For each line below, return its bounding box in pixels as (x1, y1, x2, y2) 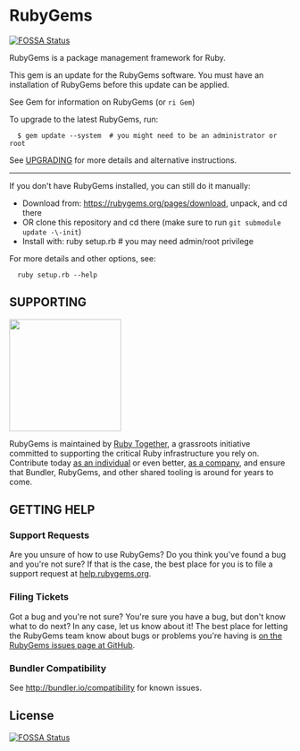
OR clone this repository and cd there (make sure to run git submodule (21, 217, 281, 227)
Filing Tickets (9, 591, 70, 603)
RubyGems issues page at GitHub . (9, 639, 136, 650)
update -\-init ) (21, 226, 82, 237)
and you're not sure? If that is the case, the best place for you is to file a (9, 559, 274, 569)
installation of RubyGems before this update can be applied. (9, 79, 229, 90)
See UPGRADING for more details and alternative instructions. (9, 154, 237, 166)
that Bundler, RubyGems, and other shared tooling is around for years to (9, 466, 274, 477)
